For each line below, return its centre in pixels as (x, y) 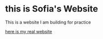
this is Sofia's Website (52, 9)
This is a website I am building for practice (48, 22)
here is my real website (29, 31)
